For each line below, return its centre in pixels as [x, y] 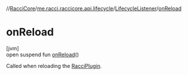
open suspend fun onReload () [42, 54]
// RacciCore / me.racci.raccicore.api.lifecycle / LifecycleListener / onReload [94, 8]
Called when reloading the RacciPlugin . [54, 66]
